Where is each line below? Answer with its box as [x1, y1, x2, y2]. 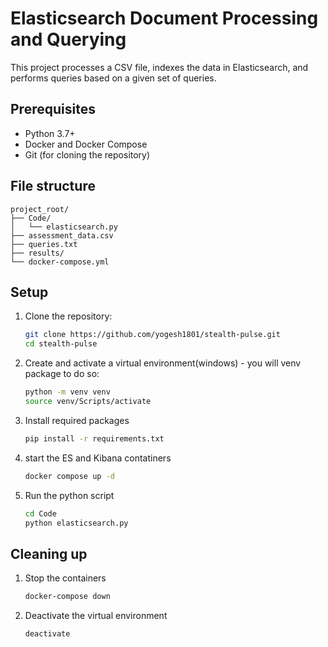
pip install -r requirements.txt [24, 433, 165, 444]
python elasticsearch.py [24, 518, 129, 528]
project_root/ [10, 204, 70, 214]
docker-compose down [24, 592, 111, 602]
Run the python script [24, 489, 115, 501]
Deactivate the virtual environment [24, 610, 168, 622]
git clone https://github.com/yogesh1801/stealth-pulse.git [24, 330, 281, 340]
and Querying [10, 28, 127, 51]
